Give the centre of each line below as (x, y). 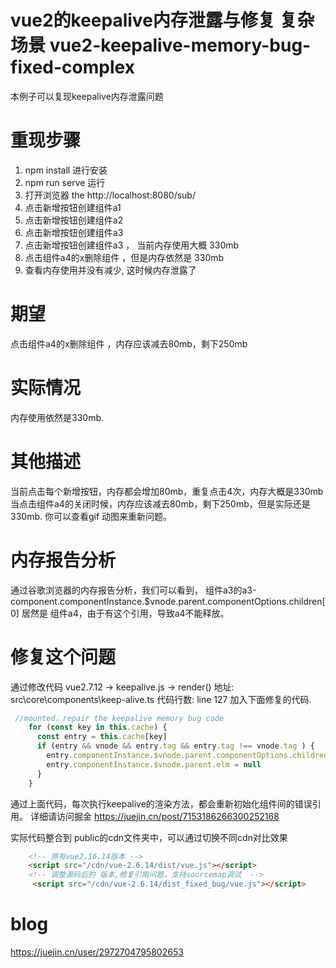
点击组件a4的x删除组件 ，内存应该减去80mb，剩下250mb (129, 343)
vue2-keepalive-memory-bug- (180, 45)
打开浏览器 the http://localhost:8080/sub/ (110, 195)
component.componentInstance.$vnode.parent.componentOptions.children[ (168, 601)
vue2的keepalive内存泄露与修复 (143, 20)
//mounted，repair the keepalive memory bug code (119, 718)
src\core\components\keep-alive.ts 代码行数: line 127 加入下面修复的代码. (161, 699)
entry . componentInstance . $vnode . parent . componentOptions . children (187, 756)
